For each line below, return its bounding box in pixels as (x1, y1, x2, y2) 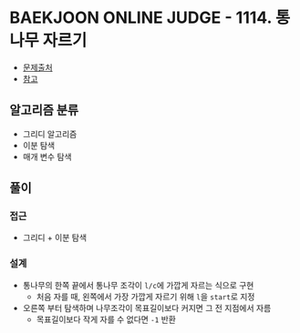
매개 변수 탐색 (22, 151, 72, 162)
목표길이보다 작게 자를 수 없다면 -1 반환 (36, 314, 176, 325)
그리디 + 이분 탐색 (22, 232, 88, 243)
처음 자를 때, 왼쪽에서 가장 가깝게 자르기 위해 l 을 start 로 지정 (36, 291, 255, 302)
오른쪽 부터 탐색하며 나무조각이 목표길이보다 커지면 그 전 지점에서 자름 (22, 302, 272, 313)
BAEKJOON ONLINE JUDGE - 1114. (9, 7, 272, 28)
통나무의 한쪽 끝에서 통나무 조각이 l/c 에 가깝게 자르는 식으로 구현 (22, 279, 254, 290)
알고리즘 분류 (9, 103, 79, 118)
